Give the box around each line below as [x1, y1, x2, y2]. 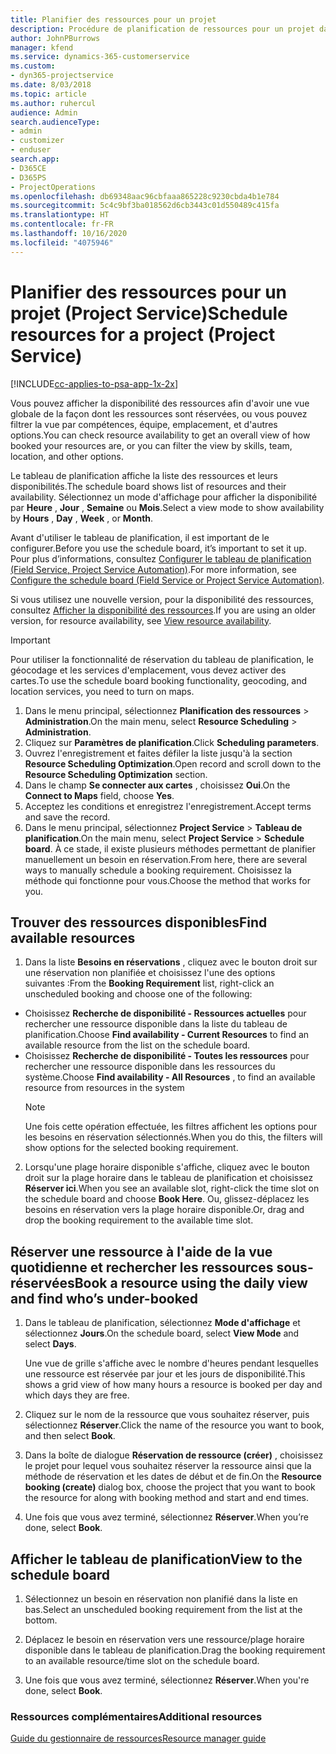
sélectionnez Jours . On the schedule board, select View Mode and [24, 1327, 300, 1340]
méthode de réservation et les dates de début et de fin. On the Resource [24, 1471, 322, 1483]
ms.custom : [10, 61, 56, 71]
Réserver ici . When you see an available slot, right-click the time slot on [24, 1182, 320, 1195]
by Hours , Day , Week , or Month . [10, 512, 154, 524]
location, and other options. [10, 450, 124, 462]
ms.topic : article [10, 89, 87, 99]
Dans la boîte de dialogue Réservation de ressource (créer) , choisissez [24, 1449, 324, 1461]
